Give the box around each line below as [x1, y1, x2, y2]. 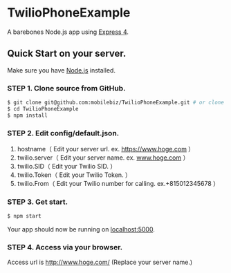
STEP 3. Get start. [7, 197, 68, 207]
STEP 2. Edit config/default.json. [7, 128, 120, 138]
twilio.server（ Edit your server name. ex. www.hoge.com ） [17, 153, 190, 162]
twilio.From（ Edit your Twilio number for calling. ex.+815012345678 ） [17, 179, 220, 187]
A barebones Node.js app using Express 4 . [7, 28, 129, 36]
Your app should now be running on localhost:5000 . [7, 225, 156, 234]
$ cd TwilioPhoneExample [7, 105, 79, 112]
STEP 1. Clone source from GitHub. [7, 83, 126, 93]
